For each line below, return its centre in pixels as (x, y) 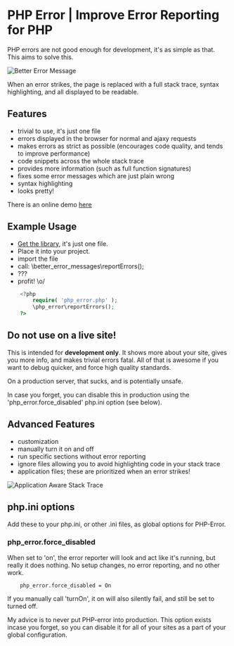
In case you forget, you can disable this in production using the (98, 395)
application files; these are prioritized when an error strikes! (104, 471)
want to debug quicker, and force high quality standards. (89, 367)
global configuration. (38, 635)
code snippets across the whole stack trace (80, 161)
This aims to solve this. (40, 57)
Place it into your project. (54, 251)
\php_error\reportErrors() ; (73, 307)
